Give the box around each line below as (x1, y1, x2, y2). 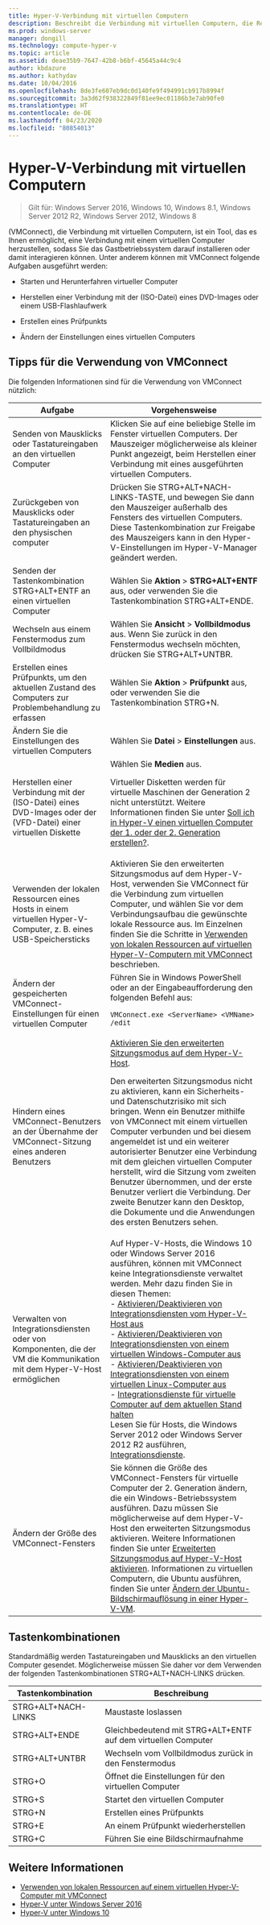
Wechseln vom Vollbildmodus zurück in (104, 1748, 253, 1759)
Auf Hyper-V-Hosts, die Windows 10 (109, 1237, 252, 1248)
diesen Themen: (109, 1288, 171, 1299)
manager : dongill (8, 34, 67, 43)
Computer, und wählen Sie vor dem (109, 898, 243, 909)
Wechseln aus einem (12, 623, 91, 635)
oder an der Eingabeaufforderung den (109, 982, 253, 993)
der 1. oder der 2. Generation (109, 826, 221, 838)
